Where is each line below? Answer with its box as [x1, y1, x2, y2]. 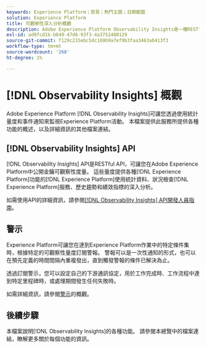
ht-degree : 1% [6, 55, 43, 61]
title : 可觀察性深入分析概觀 [6, 20, 72, 26]
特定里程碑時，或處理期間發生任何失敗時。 [11, 277, 120, 285]
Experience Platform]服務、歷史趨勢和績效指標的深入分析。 [6, 184, 156, 191]
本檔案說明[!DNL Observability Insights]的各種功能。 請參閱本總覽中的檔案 [6, 328, 194, 334]
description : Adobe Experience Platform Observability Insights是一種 [6, 26, 188, 33]
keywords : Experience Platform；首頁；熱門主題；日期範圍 [6, 9, 146, 15]
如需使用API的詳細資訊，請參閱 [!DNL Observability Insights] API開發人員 [6, 196, 189, 204]
